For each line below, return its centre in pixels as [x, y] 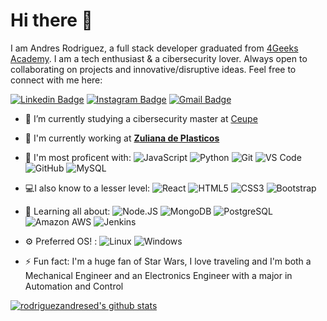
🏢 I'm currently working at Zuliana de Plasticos [122, 138]
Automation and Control [74, 286]
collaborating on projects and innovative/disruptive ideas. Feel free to [153, 69]
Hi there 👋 [51, 20]
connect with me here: [56, 80]
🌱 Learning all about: [67, 211]
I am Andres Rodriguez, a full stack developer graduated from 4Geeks [154, 48]
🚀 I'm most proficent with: [78, 157]
